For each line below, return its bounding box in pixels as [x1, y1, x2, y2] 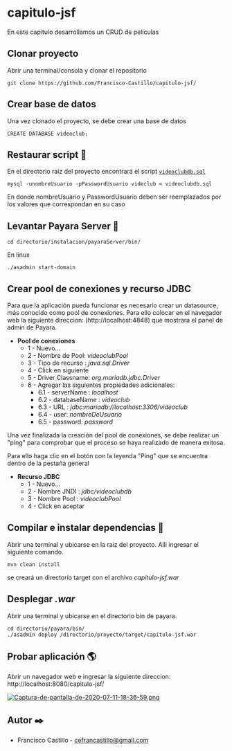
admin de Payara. [7, 323, 57, 332]
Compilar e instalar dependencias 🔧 [7, 522, 164, 534]
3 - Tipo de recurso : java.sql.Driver [27, 359, 130, 367]
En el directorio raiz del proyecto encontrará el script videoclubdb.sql [7, 168, 206, 176]
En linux [7, 251, 30, 259]
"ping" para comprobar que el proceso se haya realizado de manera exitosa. [7, 438, 226, 446]
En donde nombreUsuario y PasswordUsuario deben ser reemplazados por [7, 192, 222, 201]
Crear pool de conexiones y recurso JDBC [7, 282, 192, 295]
